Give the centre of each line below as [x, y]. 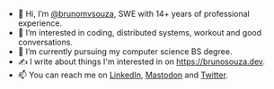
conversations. [45, 42]
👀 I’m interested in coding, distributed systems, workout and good [140, 32]
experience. [40, 23]
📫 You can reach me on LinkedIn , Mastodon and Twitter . [123, 75]
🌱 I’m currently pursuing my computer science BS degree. [125, 52]
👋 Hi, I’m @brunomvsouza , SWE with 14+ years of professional [133, 14]
